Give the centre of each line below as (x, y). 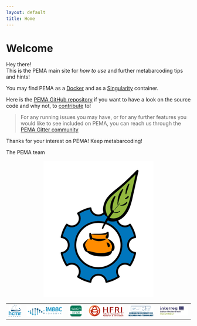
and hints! (18, 77)
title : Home (21, 18)
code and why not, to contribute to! (49, 106)
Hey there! (19, 64)
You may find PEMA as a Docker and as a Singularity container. (82, 89)
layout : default (26, 12)
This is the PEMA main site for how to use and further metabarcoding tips (95, 71)
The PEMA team (26, 152)
